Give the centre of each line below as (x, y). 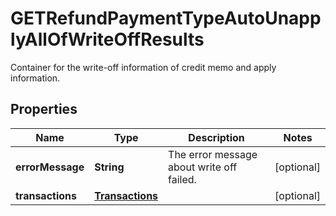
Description (216, 137)
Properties (44, 109)
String (109, 167)
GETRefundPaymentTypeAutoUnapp (166, 18)
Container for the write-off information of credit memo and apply (143, 67)
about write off (203, 167)
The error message (213, 154)
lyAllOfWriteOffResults (107, 39)
